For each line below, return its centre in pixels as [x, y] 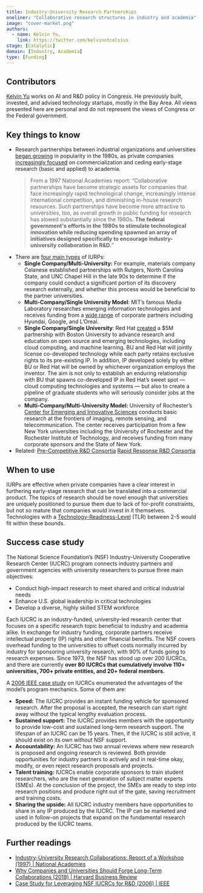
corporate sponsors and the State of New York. [83, 444]
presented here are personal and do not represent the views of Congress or [101, 109]
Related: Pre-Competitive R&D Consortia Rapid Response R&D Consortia [105, 451]
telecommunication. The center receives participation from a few [105, 425]
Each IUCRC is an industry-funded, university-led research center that [94, 619]
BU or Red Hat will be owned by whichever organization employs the [110, 367]
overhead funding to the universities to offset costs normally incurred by [97, 645]
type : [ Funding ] [27, 57]
